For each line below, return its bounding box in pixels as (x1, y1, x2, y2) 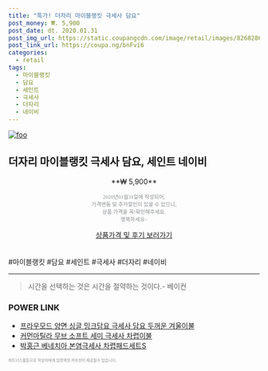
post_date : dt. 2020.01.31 (8, 26, 98, 34)
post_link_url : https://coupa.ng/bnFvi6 (8, 41, 145, 49)
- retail (15, 57, 45, 65)
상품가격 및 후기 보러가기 (95, 230, 173, 239)
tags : (8, 64, 26, 72)
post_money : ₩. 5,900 (8, 19, 81, 27)
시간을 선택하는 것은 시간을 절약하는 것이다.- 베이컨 (27, 281, 187, 291)
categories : (8, 49, 48, 57)
